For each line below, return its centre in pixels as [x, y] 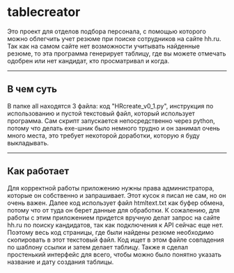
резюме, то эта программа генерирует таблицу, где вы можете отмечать [117, 53]
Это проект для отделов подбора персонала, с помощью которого [107, 31]
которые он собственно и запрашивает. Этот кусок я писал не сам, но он [117, 195]
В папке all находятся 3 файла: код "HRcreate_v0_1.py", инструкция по [110, 106]
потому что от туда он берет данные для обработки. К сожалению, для [114, 210]
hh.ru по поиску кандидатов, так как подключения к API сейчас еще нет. [116, 225]
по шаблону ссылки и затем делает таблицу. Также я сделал [98, 247]
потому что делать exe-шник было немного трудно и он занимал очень [114, 128]
